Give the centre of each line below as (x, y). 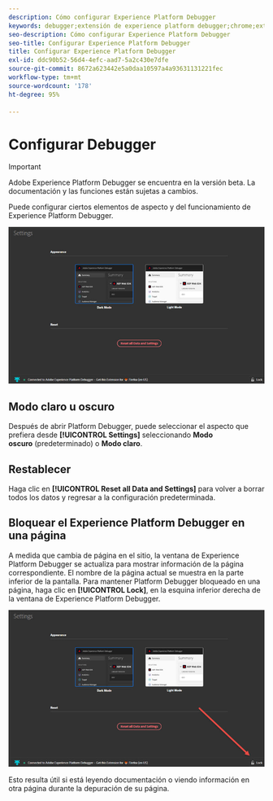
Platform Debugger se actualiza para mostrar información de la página (126, 564)
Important (25, 167)
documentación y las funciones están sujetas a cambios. (104, 191)
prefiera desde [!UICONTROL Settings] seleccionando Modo (111, 435)
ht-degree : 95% (34, 94)
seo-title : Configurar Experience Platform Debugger (100, 43)
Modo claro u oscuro (62, 407)
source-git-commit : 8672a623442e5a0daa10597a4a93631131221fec (116, 69)
